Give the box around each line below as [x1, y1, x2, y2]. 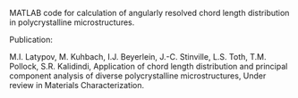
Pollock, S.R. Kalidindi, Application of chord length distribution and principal [9, 61, 288, 71]
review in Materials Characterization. [9, 80, 145, 90]
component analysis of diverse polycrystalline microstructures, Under [9, 70, 267, 81]
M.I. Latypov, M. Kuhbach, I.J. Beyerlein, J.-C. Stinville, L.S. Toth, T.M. [9, 52, 267, 61]
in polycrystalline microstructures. [9, 17, 135, 28]
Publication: [9, 35, 54, 45]
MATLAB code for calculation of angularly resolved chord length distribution [9, 8, 290, 18]
